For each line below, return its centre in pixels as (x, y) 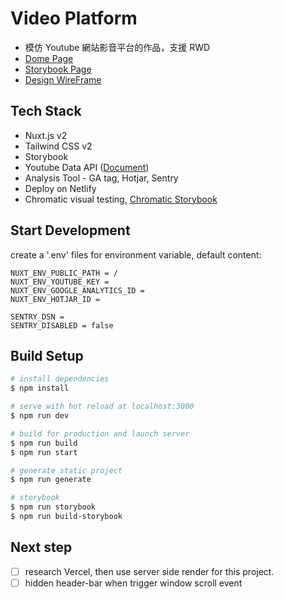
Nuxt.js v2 (46, 135)
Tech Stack (46, 111)
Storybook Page (58, 69)
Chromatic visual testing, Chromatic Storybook (121, 199)
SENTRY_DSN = (37, 317)
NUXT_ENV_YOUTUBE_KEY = (60, 282)
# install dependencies (60, 379)
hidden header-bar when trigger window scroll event (133, 583)
